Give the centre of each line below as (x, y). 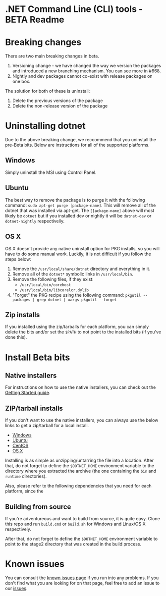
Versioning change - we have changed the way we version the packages (86, 66)
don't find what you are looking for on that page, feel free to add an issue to (83, 583)
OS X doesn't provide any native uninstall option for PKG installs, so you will (83, 248)
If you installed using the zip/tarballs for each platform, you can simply (77, 327)
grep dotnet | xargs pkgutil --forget (77, 300)
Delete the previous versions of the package (57, 101)
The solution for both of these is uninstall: (48, 91)
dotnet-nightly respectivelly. (35, 221)
